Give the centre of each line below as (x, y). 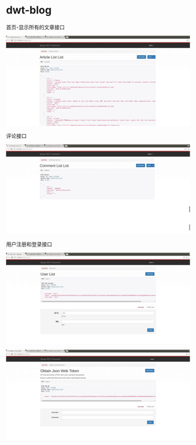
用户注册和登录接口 (29, 244)
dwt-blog (29, 10)
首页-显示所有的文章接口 (36, 27)
